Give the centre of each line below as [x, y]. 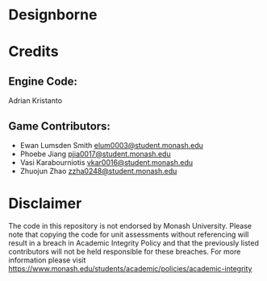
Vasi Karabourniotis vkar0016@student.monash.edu [106, 162]
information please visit [47, 260]
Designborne [53, 15]
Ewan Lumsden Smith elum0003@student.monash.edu [112, 145]
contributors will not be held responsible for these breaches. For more [125, 251]
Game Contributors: [60, 126]
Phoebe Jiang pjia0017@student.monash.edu [95, 154]
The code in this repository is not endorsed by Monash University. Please [130, 225]
